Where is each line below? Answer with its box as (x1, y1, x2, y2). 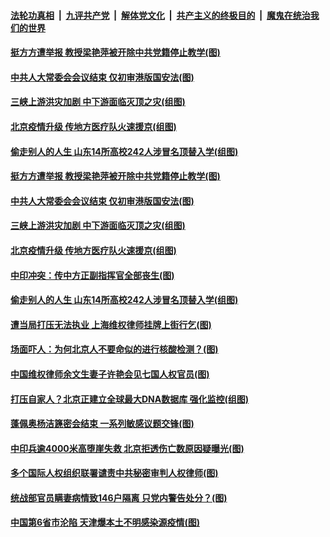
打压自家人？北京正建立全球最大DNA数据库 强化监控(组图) (10, 393, 250, 405)
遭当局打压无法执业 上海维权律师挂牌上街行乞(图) (10, 318, 212, 330)
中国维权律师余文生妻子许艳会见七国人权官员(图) (10, 368, 210, 380)
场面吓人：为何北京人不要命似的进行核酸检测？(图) (10, 343, 219, 355)
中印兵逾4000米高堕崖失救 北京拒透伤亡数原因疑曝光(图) (10, 442, 245, 454)
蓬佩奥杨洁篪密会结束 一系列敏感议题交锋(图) (10, 418, 195, 430)
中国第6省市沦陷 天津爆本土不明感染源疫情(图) (10, 516, 200, 529)
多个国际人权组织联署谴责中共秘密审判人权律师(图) (10, 467, 219, 479)
